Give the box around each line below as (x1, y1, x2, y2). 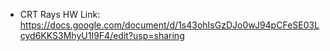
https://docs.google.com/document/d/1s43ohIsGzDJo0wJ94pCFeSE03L (19, 19, 320, 31)
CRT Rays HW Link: (19, 9, 101, 20)
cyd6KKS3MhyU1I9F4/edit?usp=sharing (19, 30, 185, 41)
